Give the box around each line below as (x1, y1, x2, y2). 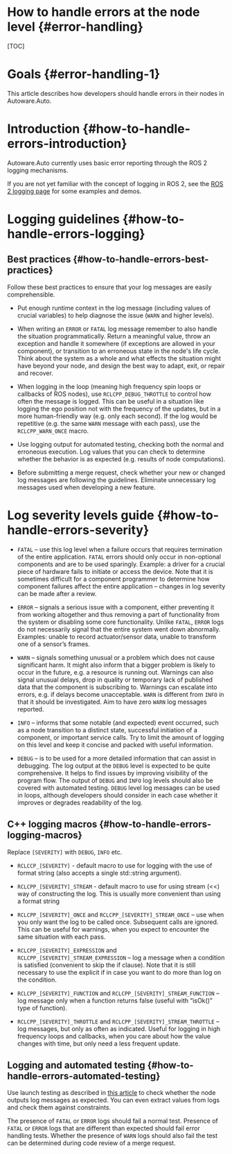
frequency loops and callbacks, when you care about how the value (17, 1032, 211, 1040)
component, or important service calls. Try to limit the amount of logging (17, 733, 224, 741)
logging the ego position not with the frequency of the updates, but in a (17, 404, 221, 413)
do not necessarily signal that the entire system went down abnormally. (17, 625, 221, 633)
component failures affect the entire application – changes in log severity (17, 582, 226, 591)
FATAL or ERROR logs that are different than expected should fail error (7, 1124, 200, 1132)
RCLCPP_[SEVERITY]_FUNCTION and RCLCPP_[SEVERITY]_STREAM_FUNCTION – (17, 989, 220, 997)
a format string (17, 897, 60, 905)
